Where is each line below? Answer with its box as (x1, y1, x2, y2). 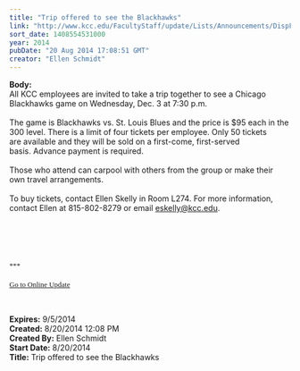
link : (9, 21, 29, 30)
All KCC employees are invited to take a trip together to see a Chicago (9, 89, 266, 99)
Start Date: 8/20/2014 (9, 342, 91, 353)
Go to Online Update (9, 280, 71, 289)
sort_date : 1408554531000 (9, 30, 105, 38)
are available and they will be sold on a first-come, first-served (9, 136, 240, 147)
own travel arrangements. (9, 174, 104, 184)
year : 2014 (9, 38, 50, 47)
